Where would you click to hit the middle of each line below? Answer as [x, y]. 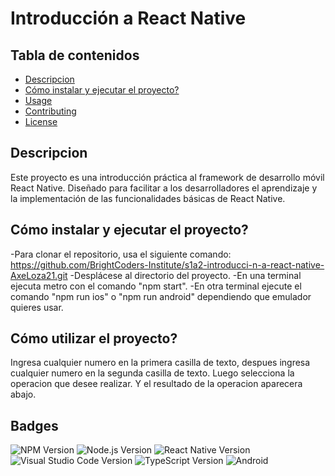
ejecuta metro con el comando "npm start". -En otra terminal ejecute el [156, 286]
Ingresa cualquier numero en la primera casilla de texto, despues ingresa [160, 363]
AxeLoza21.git [39, 275]
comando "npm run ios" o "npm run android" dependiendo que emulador [161, 296]
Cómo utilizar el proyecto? [94, 338]
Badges [34, 425]
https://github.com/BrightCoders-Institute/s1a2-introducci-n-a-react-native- [167, 264]
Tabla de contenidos [75, 55]
